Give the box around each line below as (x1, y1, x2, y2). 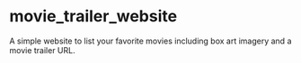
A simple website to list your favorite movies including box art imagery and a (9, 35, 292, 46)
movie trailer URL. (9, 44, 75, 55)
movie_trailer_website (9, 6, 178, 27)
